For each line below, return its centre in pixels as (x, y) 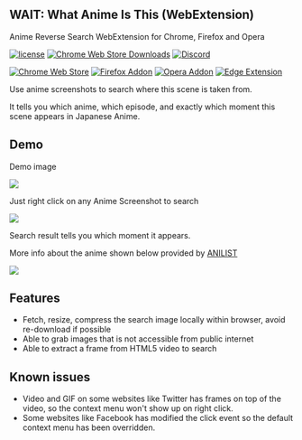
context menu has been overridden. (89, 427)
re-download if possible (66, 330)
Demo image (33, 166)
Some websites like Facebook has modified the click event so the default (158, 418)
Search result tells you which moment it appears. (100, 235)
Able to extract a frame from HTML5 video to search (119, 349)
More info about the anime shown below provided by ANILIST (124, 253)
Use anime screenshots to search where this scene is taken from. (131, 89)
